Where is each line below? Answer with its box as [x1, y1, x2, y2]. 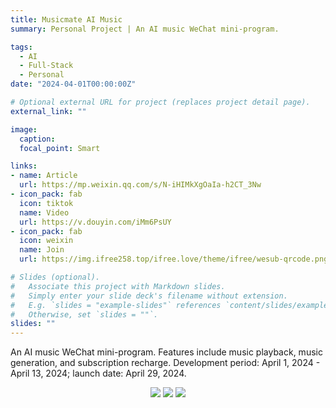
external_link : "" [10, 106, 87, 116]
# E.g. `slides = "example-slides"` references [10, 300, 222, 310]
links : [10, 161, 38, 171]
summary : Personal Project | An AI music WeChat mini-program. [10, 24, 280, 34]
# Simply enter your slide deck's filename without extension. [10, 291, 288, 301]
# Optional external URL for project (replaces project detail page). [10, 97, 311, 107]
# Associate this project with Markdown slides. [10, 281, 226, 291]
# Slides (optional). [10, 272, 101, 282]
